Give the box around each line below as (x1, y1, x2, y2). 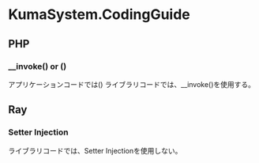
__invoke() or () (8, 61, 67, 72)
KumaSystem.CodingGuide (8, 6, 191, 24)
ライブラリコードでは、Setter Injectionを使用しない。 (8, 146, 182, 155)
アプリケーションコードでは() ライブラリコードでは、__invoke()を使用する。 (8, 79, 255, 89)
